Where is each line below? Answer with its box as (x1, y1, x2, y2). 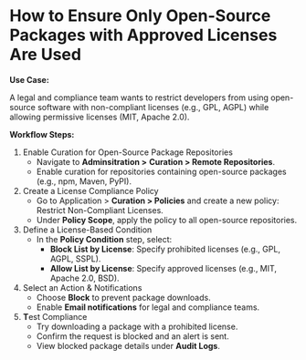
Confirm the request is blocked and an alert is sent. (36, 330, 230, 342)
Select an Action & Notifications (22, 282, 142, 293)
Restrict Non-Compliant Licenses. (36, 204, 164, 215)
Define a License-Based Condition (22, 224, 153, 235)
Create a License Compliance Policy (22, 185, 159, 196)
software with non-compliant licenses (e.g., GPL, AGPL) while (37, 101, 269, 112)
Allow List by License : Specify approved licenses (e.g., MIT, (49, 262, 277, 273)
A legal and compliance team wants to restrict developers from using (9, 92, 269, 103)
